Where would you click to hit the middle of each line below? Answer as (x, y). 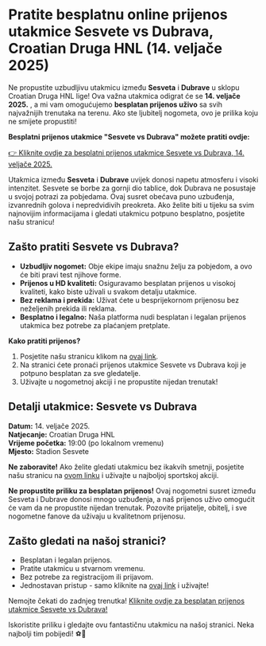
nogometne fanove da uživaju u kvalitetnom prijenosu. (97, 516)
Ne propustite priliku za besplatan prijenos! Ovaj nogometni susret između (132, 491)
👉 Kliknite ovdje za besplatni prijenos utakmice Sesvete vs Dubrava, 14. (126, 152)
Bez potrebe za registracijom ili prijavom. (86, 577)
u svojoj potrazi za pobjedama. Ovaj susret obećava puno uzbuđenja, (121, 196)
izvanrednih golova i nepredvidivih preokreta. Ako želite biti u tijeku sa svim (131, 205)
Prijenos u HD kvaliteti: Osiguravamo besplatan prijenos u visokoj (127, 283)
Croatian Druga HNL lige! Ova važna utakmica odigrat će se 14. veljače (124, 96)
